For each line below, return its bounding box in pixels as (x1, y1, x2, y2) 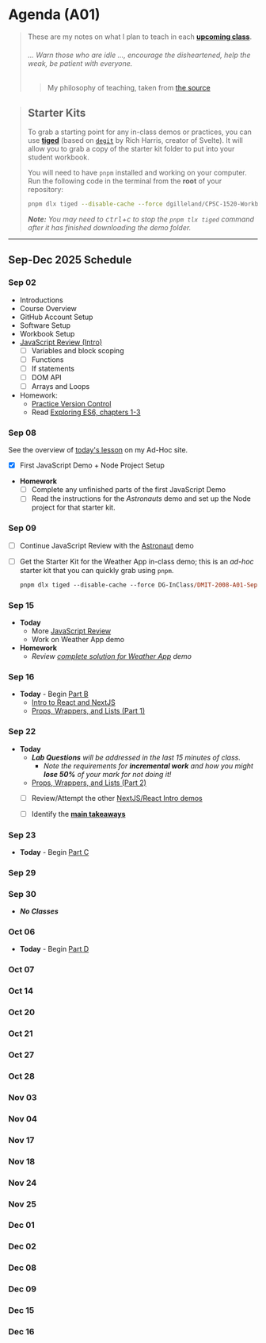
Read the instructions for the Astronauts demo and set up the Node (31, 494, 251, 503)
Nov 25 (8, 1199, 37, 1210)
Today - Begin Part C (19, 847, 89, 856)
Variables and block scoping (31, 345, 124, 355)
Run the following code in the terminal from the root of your (27, 176, 222, 186)
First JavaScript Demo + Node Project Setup (19, 460, 165, 470)
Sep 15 (8, 599, 34, 610)
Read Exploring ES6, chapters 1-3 (31, 407, 141, 417)
